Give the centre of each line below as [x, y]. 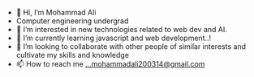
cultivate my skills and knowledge [73, 55]
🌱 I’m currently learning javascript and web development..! [114, 38]
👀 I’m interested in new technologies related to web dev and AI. [121, 29]
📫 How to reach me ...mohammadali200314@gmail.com [110, 64]
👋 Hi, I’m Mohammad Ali [56, 12]
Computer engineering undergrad [72, 21]
